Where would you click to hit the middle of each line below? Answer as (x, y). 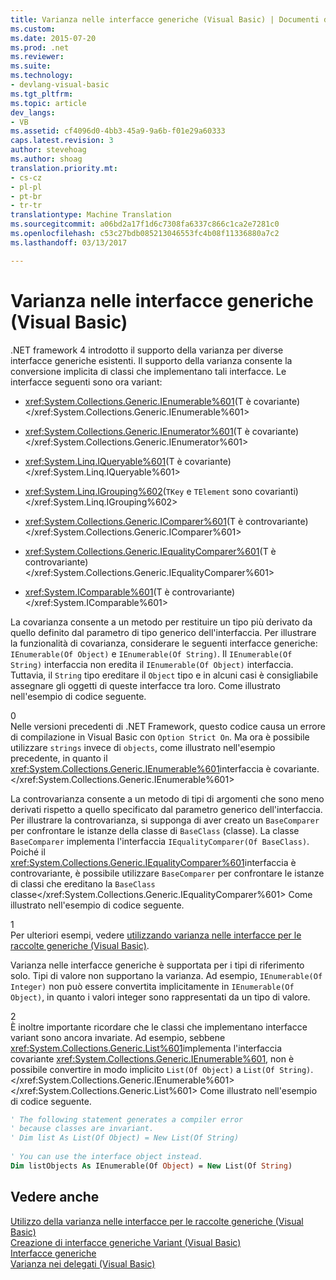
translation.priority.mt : (64, 168)
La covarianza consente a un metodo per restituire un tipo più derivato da (161, 622)
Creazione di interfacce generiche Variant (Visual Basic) (126, 1242)
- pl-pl (26, 187)
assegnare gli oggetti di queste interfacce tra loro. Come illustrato (145, 685)
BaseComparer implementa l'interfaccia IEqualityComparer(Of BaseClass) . (160, 841)
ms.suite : (31, 66)
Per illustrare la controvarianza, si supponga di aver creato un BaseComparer (165, 820)
